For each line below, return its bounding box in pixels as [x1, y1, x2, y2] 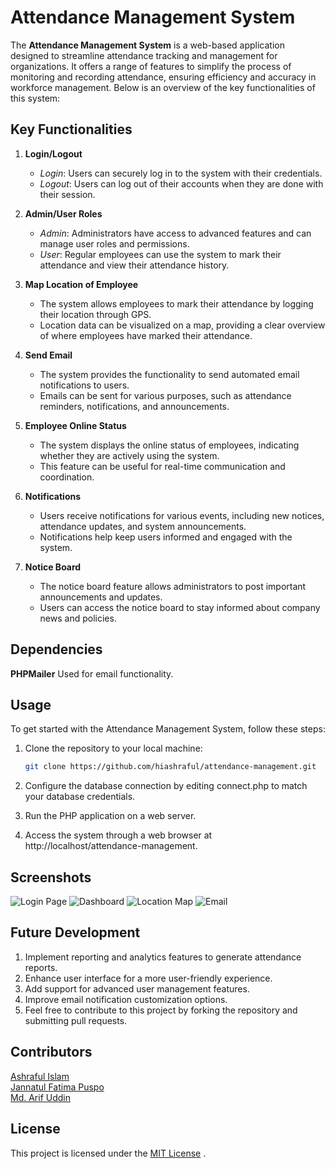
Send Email [24, 349, 73, 361]
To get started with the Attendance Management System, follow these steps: [10, 723, 326, 735]
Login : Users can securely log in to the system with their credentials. [39, 167, 323, 179]
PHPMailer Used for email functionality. [10, 667, 174, 680]
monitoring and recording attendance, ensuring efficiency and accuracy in [10, 71, 317, 83]
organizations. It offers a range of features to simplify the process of [10, 60, 292, 72]
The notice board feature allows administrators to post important [39, 580, 307, 592]
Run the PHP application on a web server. [24, 810, 197, 822]
